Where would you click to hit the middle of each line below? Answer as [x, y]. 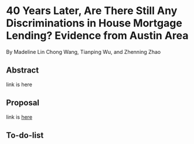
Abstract [23, 71]
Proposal [23, 103]
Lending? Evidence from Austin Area [97, 36]
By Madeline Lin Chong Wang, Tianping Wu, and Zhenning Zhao [84, 52]
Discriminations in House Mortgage [94, 23]
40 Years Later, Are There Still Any [92, 11]
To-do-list [25, 135]
